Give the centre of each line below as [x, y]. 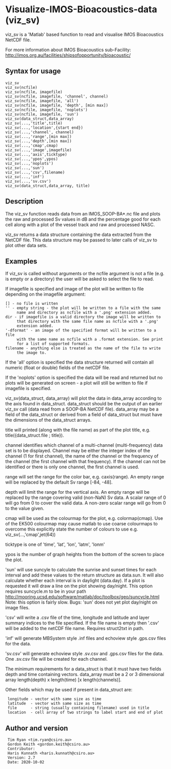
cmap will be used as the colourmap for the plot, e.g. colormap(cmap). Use [84, 518]
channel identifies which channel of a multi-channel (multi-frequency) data [84, 445]
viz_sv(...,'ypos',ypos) [32, 159]
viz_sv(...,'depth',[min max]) [39, 141]
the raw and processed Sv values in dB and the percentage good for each [83, 219]
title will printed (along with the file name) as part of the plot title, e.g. [78, 430]
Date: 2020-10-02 [26, 762]
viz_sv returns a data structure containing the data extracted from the [78, 234]
